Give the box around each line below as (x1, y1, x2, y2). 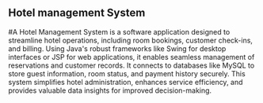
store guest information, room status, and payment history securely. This (8, 68, 246, 78)
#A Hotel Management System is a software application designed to (8, 27, 231, 36)
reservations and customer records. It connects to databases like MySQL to (8, 61, 255, 70)
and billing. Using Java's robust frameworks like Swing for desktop (8, 43, 227, 53)
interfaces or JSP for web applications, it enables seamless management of (8, 52, 255, 61)
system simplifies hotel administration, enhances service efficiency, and (8, 77, 243, 86)
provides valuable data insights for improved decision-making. (8, 86, 212, 95)
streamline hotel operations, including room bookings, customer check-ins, (8, 35, 253, 45)
